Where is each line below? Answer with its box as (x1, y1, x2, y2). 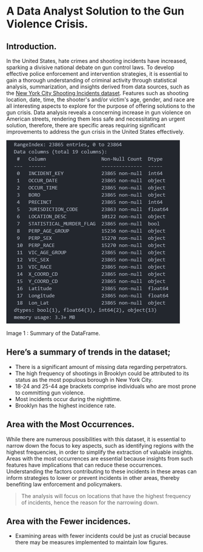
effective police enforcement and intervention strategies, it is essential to (6, 70, 188, 77)
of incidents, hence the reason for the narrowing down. (21, 499, 159, 506)
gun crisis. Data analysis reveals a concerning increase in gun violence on (6, 109, 191, 116)
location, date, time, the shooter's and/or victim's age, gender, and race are (6, 96, 195, 103)
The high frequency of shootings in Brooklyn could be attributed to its (15, 370, 189, 377)
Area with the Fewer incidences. (6, 516, 131, 527)
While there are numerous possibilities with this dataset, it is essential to (6, 435, 186, 443)
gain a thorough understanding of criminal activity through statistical (6, 77, 178, 84)
